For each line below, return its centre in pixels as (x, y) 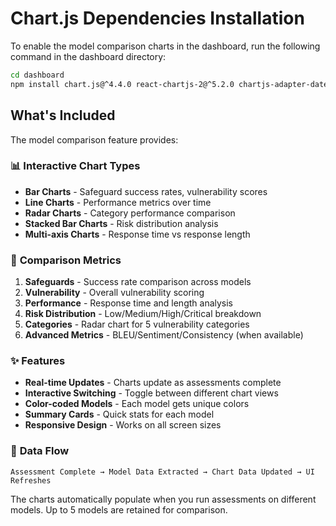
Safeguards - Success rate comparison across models (138, 282)
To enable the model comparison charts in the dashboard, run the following (165, 46)
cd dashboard (37, 75)
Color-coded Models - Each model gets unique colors (137, 404)
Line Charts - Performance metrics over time (118, 202)
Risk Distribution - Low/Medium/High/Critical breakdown (143, 314)
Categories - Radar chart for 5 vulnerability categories (137, 324)
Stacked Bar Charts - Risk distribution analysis (121, 223)
